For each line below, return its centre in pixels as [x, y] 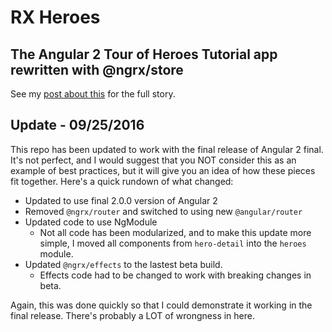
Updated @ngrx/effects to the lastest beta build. [123, 264]
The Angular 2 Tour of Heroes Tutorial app [144, 54]
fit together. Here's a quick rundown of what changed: [122, 181]
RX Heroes [55, 17]
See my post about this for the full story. [93, 94]
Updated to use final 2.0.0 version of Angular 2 [121, 200]
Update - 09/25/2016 [77, 125]
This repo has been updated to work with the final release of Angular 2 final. [167, 149]
